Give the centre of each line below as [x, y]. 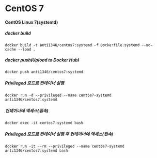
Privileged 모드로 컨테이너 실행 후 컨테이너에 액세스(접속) [59, 134]
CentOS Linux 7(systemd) [31, 22]
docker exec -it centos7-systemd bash [44, 123]
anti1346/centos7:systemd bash [37, 150]
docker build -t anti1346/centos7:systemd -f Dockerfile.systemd [72, 45]
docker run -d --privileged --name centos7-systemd [58, 95]
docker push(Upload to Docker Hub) [42, 60]
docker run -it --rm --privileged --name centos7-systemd [65, 146]
